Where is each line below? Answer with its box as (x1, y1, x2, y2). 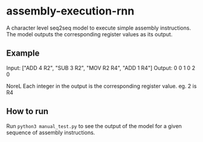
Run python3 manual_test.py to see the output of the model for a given (6, 122, 182, 129)
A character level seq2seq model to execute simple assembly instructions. (6, 24, 192, 31)
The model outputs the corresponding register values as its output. (6, 30, 173, 37)
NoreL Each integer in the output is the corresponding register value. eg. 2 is (6, 82, 197, 89)
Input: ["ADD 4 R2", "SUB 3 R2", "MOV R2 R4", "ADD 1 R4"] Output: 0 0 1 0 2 (6, 64, 195, 71)
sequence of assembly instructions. (6, 129, 95, 136)
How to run (6, 106, 49, 117)
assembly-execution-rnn (6, 4, 135, 18)
